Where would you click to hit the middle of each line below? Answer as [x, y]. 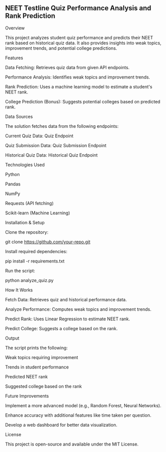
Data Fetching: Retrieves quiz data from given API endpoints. [67, 67]
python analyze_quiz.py [29, 280]
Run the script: [20, 271]
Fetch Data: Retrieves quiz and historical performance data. [66, 299]
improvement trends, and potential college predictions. [61, 48]
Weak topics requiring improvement [42, 357]
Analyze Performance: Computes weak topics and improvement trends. [78, 309]
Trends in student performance [37, 367]
